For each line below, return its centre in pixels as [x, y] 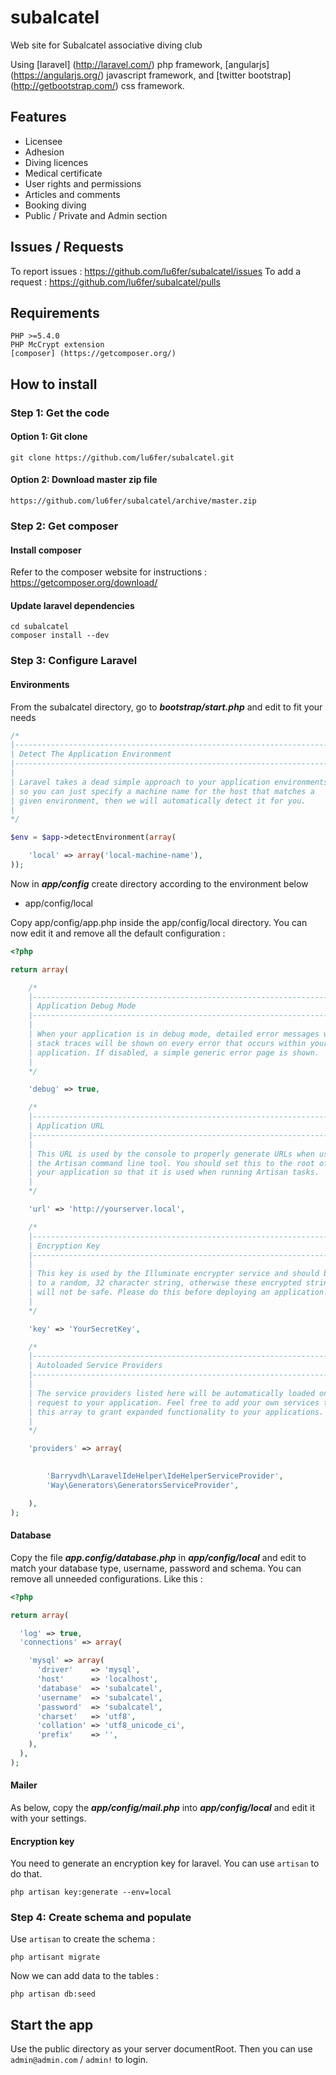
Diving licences [56, 162]
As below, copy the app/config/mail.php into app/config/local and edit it [162, 1807]
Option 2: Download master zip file [84, 480]
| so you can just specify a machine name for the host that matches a [162, 791]
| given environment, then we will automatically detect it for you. [158, 801]
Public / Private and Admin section [96, 215]
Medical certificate [63, 173]
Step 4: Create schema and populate [101, 1918]
